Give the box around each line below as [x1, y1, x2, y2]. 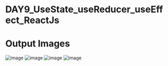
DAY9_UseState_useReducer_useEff [5, 4, 163, 15]
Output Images [5, 38, 70, 50]
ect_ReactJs [5, 14, 60, 26]
